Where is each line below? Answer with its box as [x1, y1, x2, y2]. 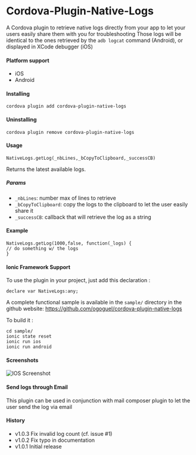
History [6, 417, 26, 424]
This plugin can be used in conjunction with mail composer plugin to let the [6, 396, 191, 404]
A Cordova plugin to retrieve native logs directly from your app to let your [6, 24, 186, 31]
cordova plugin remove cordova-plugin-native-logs [6, 129, 135, 135]
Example [6, 227, 29, 234]
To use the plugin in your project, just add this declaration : [6, 277, 151, 284]
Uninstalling [6, 115, 37, 123]
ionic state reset [6, 334, 52, 340]
